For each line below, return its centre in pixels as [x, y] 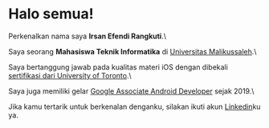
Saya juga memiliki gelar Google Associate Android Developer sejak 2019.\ [131, 91]
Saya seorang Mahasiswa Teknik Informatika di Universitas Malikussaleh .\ [132, 51]
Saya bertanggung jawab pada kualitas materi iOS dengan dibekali [118, 67]
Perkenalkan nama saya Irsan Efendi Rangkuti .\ [88, 36]
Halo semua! [51, 14]
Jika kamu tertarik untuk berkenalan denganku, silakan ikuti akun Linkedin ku [134, 106]
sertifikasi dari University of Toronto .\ [70, 75]
